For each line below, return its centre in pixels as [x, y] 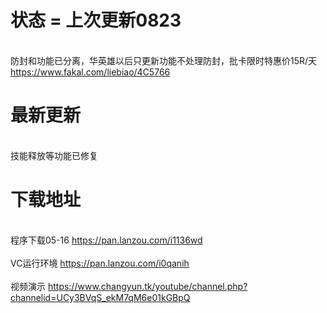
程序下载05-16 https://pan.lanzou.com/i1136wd [106, 240]
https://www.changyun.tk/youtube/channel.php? [147, 286]
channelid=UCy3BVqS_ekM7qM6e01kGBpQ [100, 297]
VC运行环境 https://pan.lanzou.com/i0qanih [100, 263]
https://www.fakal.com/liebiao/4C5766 [90, 72]
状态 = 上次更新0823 [96, 20]
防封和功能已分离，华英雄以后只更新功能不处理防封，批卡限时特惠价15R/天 [164, 60]
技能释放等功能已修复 [54, 155]
